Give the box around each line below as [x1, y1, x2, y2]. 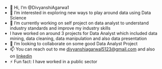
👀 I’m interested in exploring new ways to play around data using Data [9, 10, 151, 16]
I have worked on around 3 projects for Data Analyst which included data [9, 31, 158, 36]
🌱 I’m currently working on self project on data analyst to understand [9, 20, 149, 26]
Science [9, 15, 27, 20]
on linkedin [9, 53, 32, 59]
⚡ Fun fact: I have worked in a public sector [9, 59, 98, 64]
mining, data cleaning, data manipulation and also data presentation [9, 35, 147, 41]
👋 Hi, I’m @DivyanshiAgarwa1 [9, 5, 69, 10]
